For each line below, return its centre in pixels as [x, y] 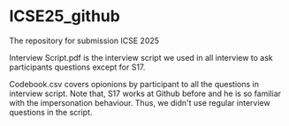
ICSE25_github [65, 16]
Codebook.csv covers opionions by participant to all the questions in [134, 84]
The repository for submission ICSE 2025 [84, 41]
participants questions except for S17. [77, 67]
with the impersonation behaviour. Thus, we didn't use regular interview [140, 102]
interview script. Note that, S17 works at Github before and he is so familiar [145, 93]
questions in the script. [51, 112]
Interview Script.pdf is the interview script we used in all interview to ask [141, 57]
